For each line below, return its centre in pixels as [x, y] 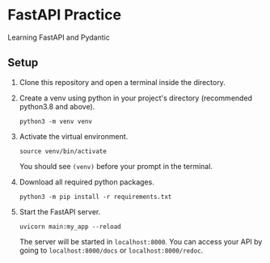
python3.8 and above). [57, 106]
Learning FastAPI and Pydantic [59, 37]
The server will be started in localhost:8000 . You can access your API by [141, 241]
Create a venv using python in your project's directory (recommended [135, 98]
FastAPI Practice [65, 15]
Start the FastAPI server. [60, 211]
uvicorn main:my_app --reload [70, 227]
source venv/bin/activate [63, 151]
